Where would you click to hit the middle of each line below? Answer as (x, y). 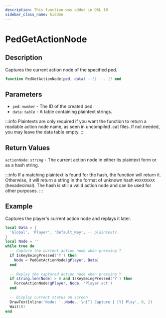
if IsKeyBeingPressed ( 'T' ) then (43, 255)
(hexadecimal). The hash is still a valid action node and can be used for (78, 185)
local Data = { (21, 227)
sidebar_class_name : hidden (34, 14)
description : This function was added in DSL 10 (57, 10)
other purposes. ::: (24, 191)
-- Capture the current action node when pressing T (66, 251)
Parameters (24, 94)
